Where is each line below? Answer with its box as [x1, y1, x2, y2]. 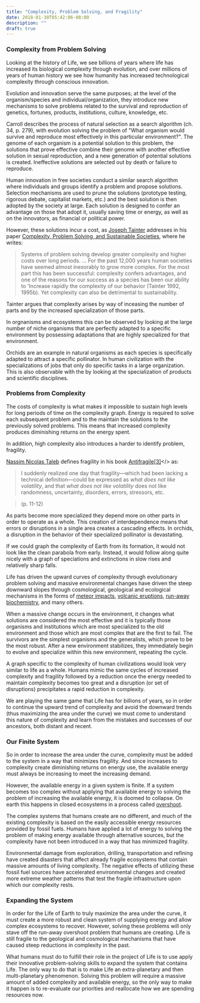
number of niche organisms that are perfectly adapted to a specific [6, 325, 171, 332]
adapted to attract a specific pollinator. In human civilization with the [6, 355, 174, 362]
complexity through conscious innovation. [6, 78, 109, 85]
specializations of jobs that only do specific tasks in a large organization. [6, 362, 185, 369]
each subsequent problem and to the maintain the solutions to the [6, 416, 168, 423]
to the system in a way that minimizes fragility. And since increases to [6, 757, 178, 765]
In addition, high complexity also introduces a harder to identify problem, [6, 440, 185, 447]
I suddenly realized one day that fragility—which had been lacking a [20, 469, 188, 477]
